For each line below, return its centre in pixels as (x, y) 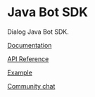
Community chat (31, 86)
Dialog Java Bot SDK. (38, 32)
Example (20, 72)
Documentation (30, 45)
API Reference (28, 59)
